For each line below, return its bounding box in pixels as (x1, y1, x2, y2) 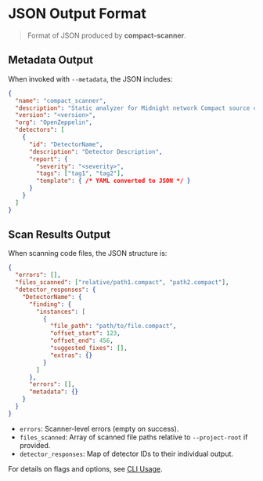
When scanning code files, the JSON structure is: (8, 249, 168, 258)
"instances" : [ (36, 308, 86, 315)
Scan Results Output (8, 228, 111, 242)
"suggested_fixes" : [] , (49, 344, 128, 352)
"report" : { (28, 155, 68, 163)
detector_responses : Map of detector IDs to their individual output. (19, 449, 233, 458)
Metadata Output (8, 53, 94, 67)
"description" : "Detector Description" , (28, 148, 163, 155)
